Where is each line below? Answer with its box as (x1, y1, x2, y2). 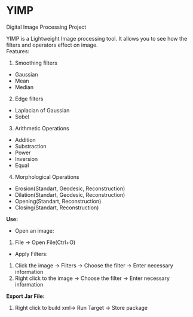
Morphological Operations (14, 173, 79, 180)
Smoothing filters (14, 59, 58, 66)
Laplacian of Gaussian (14, 106, 70, 114)
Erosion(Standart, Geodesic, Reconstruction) (14, 185, 125, 192)
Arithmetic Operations (14, 124, 70, 132)
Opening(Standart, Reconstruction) (14, 197, 102, 205)
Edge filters (14, 95, 44, 102)
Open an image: (14, 227, 54, 234)
